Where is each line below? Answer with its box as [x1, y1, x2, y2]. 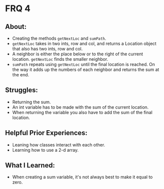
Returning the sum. [12, 99, 51, 105]
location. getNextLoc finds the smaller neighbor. [12, 56, 109, 62]
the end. [12, 72, 29, 77]
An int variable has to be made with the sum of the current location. [12, 104, 149, 110]
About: [5, 23, 27, 31]
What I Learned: [5, 161, 55, 169]
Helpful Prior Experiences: [5, 129, 87, 137]
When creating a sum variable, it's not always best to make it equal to [12, 174, 153, 180]
